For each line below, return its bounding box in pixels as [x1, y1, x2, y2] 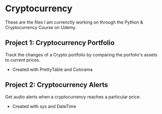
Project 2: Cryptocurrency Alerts [5, 81, 109, 89]
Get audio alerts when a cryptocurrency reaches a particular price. [5, 94, 141, 100]
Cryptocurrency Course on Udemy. [5, 24, 77, 30]
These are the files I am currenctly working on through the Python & [5, 19, 143, 25]
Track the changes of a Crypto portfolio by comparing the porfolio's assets [5, 52, 158, 57]
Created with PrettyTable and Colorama [12, 66, 93, 72]
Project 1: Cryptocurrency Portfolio [5, 39, 115, 47]
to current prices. [5, 57, 40, 63]
